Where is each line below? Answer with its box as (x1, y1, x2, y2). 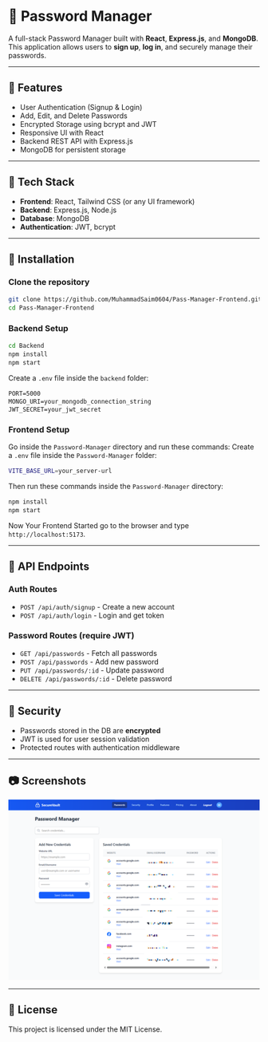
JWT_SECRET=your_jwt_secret (8, 405, 102, 413)
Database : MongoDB (19, 213, 90, 223)
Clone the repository (8, 276, 90, 287)
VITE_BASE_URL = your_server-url (8, 467, 112, 476)
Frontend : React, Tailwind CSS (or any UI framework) (19, 196, 195, 206)
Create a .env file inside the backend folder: (8, 373, 149, 382)
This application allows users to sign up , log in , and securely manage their (8, 41, 253, 51)
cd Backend (8, 342, 45, 350)
